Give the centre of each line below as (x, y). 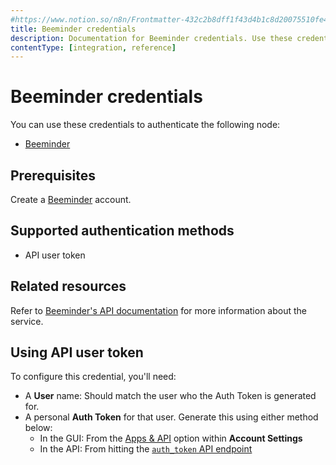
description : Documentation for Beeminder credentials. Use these (151, 38)
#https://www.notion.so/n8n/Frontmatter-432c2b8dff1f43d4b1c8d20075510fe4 (169, 19)
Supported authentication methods (122, 231)
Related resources (68, 286)
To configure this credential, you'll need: (93, 377)
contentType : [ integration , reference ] (93, 47)
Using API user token (77, 352)
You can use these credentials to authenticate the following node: (145, 125)
